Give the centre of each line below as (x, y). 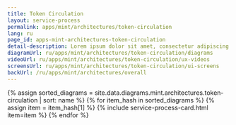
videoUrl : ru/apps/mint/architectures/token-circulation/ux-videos (109, 60)
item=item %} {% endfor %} (48, 115)
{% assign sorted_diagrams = (50, 93)
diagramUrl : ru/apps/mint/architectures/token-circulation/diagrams (110, 53)
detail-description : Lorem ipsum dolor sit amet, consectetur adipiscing (118, 46)
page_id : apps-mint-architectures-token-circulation (87, 40)
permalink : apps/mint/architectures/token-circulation (90, 27)
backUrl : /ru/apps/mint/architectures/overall (77, 72)
